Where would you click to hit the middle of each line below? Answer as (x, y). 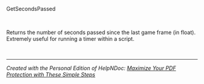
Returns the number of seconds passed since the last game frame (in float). (101, 32)
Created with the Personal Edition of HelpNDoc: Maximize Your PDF (91, 68)
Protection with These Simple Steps (51, 75)
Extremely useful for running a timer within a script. (70, 39)
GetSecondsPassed (31, 9)
